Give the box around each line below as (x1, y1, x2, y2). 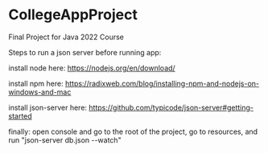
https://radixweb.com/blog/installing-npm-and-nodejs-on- (64, 79, 260, 88)
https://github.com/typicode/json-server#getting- (88, 103, 254, 112)
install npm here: (8, 79, 64, 88)
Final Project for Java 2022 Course (8, 32, 125, 42)
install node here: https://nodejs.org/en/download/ (8, 62, 175, 73)
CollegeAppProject (8, 6, 138, 24)
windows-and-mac (8, 87, 72, 97)
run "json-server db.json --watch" (8, 135, 122, 145)
